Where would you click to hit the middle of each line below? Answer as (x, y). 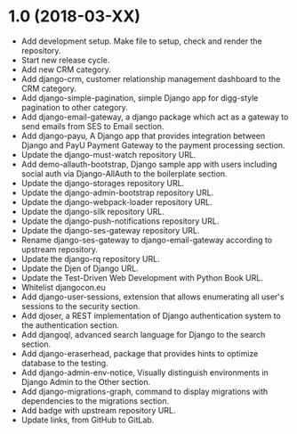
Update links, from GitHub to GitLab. (88, 420)
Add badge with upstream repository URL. (98, 410)
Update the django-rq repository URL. (91, 258)
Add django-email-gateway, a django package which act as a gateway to (155, 117)
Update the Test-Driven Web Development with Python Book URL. (142, 277)
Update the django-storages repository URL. (103, 183)
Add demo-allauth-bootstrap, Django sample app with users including (149, 164)
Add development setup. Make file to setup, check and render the (142, 41)
